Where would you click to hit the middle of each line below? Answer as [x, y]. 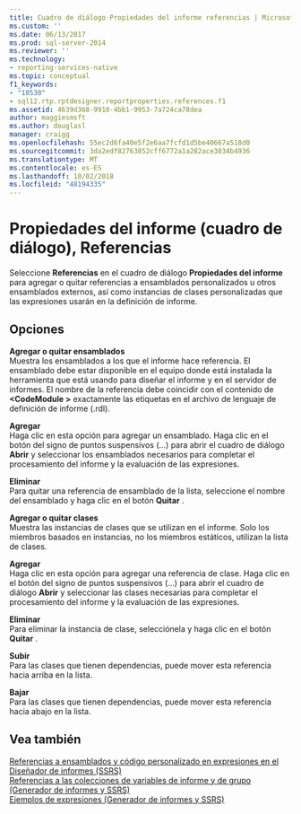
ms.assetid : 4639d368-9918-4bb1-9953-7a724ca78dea [106, 109]
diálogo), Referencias [90, 248]
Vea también [45, 740]
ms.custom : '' [36, 26]
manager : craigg [39, 135]
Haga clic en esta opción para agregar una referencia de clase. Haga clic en [150, 573]
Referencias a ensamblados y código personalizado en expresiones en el [144, 761]
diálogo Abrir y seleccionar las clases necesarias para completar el [133, 592]
